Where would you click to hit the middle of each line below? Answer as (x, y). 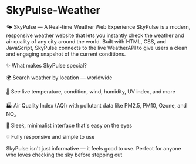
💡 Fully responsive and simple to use (50, 136)
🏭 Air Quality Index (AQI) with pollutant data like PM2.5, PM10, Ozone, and (96, 105)
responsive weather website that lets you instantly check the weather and (95, 35)
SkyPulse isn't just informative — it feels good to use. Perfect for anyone (94, 148)
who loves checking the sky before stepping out (64, 155)
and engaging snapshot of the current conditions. (66, 54)
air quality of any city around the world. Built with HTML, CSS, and (86, 41)
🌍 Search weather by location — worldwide (59, 78)
